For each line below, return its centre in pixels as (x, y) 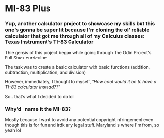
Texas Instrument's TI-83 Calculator (49, 42)
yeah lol (13, 130)
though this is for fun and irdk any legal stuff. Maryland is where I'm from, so (82, 125)
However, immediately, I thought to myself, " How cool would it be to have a (81, 82)
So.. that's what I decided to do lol (40, 97)
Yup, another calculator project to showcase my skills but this (80, 24)
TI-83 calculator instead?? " (33, 87)
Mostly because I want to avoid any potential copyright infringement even (79, 119)
